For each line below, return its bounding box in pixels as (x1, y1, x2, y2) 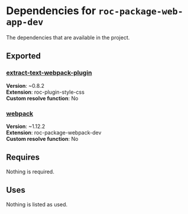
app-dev (6, 17, 44, 28)
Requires (6, 152, 40, 163)
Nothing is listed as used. (6, 200, 68, 208)
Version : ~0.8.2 (6, 82, 44, 89)
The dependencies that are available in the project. (6, 34, 130, 41)
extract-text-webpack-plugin (6, 69, 92, 77)
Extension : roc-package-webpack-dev (6, 129, 102, 136)
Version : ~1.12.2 (6, 123, 46, 130)
